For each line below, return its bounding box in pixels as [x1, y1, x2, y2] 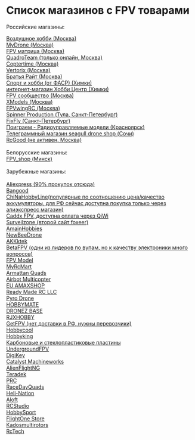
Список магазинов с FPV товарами [6, 4, 190, 17]
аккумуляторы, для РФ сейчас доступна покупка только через [6, 199, 166, 206]
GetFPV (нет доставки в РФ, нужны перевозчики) [6, 320, 132, 327]
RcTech [6, 427, 25, 435]
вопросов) [6, 250, 33, 257]
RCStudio [6, 402, 30, 409]
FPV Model [6, 256, 33, 264]
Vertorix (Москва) [6, 66, 51, 73]
